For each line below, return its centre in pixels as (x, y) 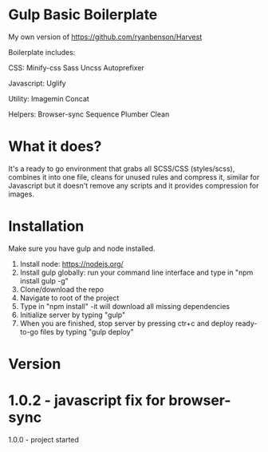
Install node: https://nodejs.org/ (71, 264)
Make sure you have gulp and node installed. (82, 248)
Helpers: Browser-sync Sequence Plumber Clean (89, 114)
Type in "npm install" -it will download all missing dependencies (125, 306)
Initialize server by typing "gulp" (73, 315)
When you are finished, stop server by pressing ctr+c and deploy (126, 323)
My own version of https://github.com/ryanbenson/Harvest (105, 37)
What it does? (55, 147)
